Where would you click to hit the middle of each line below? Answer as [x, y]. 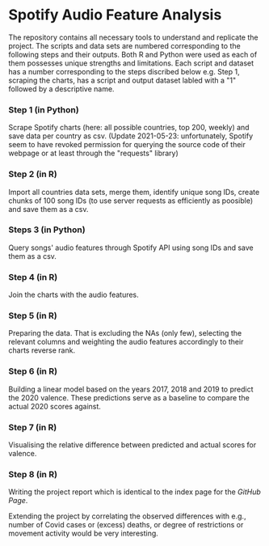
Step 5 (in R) [33, 315]
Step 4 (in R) [33, 277]
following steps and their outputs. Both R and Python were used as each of [133, 54]
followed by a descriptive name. [61, 89]
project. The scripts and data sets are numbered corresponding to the [124, 45]
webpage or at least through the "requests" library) [94, 153]
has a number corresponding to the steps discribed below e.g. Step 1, [124, 71]
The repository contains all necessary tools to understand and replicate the [133, 37]
